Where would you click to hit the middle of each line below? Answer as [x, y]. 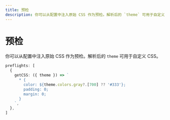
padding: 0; [36, 89]
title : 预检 [17, 10]
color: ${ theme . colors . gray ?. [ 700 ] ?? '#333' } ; [75, 85]
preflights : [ [20, 66]
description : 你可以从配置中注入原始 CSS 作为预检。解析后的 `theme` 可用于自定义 [85, 15]
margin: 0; [35, 94]
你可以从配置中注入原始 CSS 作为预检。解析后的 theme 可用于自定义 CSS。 [83, 56]
